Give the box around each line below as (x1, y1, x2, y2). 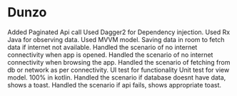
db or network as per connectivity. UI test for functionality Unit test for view (7, 65, 230, 74)
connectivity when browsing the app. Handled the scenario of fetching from (7, 58, 231, 66)
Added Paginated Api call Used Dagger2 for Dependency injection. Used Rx (7, 28, 231, 36)
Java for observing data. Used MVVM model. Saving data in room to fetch (7, 35, 225, 43)
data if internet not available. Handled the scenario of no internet (7, 43, 198, 51)
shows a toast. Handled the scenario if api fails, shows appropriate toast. (7, 80, 221, 89)
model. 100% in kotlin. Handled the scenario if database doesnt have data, (7, 73, 226, 82)
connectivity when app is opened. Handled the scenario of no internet (7, 50, 213, 59)
